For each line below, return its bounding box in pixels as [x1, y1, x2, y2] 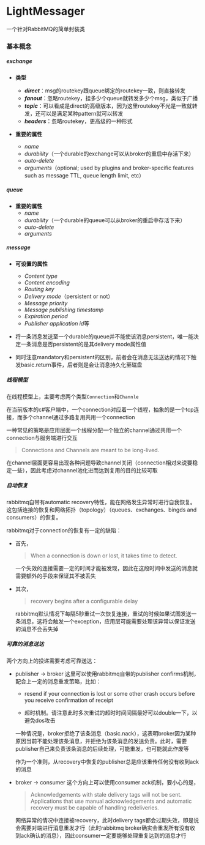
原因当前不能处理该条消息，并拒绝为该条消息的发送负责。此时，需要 [15, 737, 187, 745]
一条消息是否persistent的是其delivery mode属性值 [20, 340, 147, 348]
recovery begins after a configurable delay [30, 597, 138, 605]
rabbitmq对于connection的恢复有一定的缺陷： [6, 526, 122, 534]
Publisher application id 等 [24, 319, 90, 327]
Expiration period [24, 312, 69, 319]
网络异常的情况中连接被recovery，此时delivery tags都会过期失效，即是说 [15, 816, 199, 824]
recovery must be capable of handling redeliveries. [30, 803, 159, 811]
